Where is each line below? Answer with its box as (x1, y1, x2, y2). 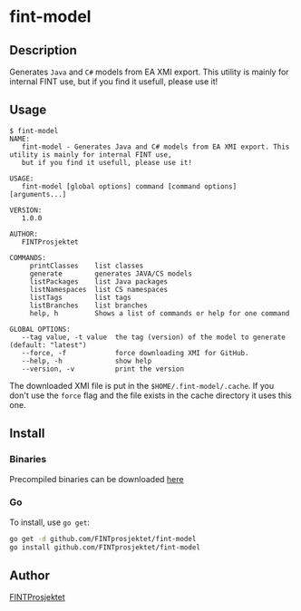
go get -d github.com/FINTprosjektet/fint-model (9, 534, 197, 543)
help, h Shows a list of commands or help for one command (29, 308, 290, 318)
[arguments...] (9, 189, 67, 199)
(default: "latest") (9, 340, 88, 350)
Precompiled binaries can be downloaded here (9, 473, 184, 484)
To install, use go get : (9, 517, 91, 528)
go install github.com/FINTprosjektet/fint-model (9, 542, 201, 552)
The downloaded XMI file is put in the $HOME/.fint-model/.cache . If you (9, 380, 275, 391)
